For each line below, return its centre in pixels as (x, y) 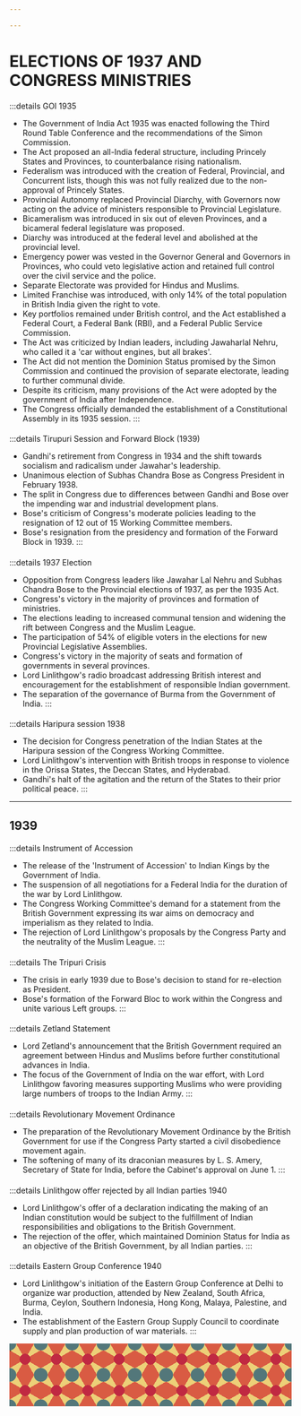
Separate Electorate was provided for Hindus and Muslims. (131, 285)
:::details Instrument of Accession (71, 849)
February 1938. (50, 485)
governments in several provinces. (86, 665)
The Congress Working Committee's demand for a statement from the (151, 904)
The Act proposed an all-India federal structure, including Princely (144, 151)
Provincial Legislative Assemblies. (85, 646)
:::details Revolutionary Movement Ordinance (92, 1114)
